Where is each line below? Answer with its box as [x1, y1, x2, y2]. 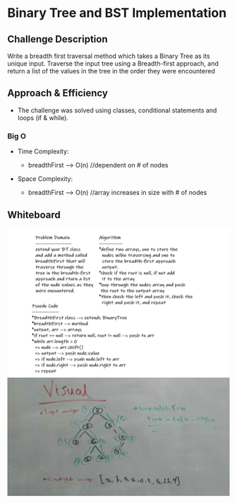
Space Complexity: [17, 174, 73, 183]
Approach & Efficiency [7, 87, 108, 100]
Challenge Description [7, 33, 108, 45]
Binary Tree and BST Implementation [7, 5, 227, 21]
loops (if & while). [17, 113, 69, 122]
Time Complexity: [17, 147, 69, 156]
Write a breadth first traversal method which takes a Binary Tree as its [7, 52, 210, 60]
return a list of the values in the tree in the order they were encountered [7, 67, 215, 75]
